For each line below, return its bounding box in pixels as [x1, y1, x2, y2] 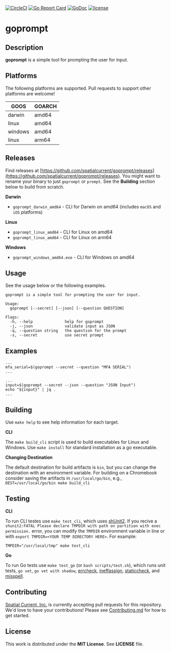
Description [5, 43, 43, 52]
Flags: [5, 315, 19, 320]
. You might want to [119, 173, 161, 179]
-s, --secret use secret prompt [10, 333, 104, 338]
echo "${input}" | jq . [5, 387, 56, 392]
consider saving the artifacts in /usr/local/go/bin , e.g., [5, 475, 123, 481]
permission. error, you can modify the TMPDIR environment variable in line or [5, 528, 165, 534]
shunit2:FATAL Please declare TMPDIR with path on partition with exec [5, 523, 161, 529]
